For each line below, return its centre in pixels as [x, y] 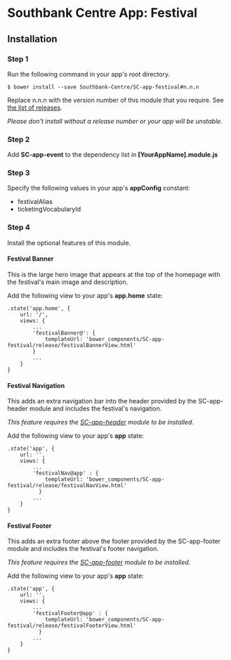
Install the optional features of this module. [69, 242]
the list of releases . [35, 108]
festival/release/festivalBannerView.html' [72, 345]
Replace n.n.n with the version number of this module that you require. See [115, 100]
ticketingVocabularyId [49, 209]
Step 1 [18, 59]
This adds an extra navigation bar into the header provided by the [102, 401]
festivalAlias [35, 202]
